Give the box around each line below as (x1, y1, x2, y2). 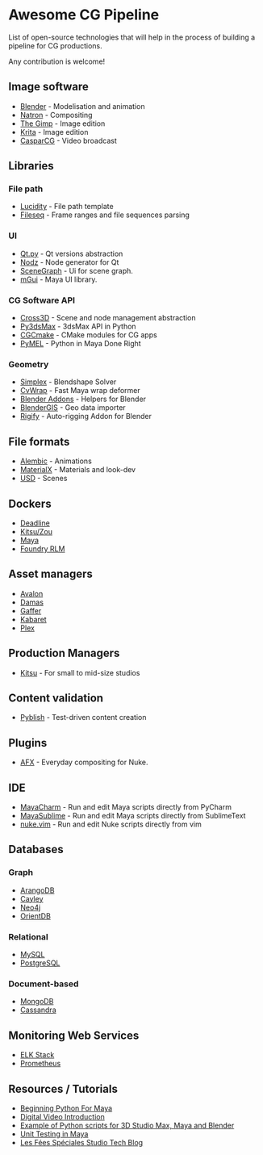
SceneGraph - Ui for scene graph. (19, 266, 133, 275)
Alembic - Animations (19, 456, 93, 466)
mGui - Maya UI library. (19, 274, 98, 284)
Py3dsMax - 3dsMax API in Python (19, 321, 136, 332)
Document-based (8, 978, 79, 990)
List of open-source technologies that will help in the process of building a (8, 32, 256, 42)
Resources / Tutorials (8, 1082, 119, 1095)
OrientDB (19, 910, 51, 921)
